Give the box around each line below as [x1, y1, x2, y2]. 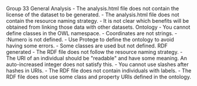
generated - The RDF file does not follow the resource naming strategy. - [6, 49, 183, 55]
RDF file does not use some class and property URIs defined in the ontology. [6, 73, 191, 80]
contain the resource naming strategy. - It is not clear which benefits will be [6, 18, 189, 24]
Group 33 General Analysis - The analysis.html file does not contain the [6, 5, 179, 12]
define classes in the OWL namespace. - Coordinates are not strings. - [6, 30, 178, 37]
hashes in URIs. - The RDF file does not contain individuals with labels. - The [6, 67, 192, 74]
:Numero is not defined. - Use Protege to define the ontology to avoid [6, 36, 175, 43]
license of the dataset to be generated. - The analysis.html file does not [6, 11, 179, 18]
